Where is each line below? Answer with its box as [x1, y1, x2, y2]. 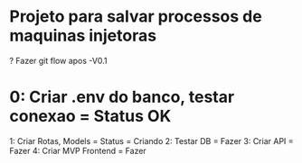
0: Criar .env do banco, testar [9, 87, 235, 107]
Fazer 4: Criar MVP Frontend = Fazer [9, 145, 146, 156]
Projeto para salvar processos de [9, 6, 262, 27]
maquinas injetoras [9, 25, 156, 46]
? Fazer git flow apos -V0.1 [9, 55, 108, 66]
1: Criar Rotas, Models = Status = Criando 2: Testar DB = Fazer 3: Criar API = [9, 135, 294, 146]
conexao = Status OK [9, 106, 172, 127]
